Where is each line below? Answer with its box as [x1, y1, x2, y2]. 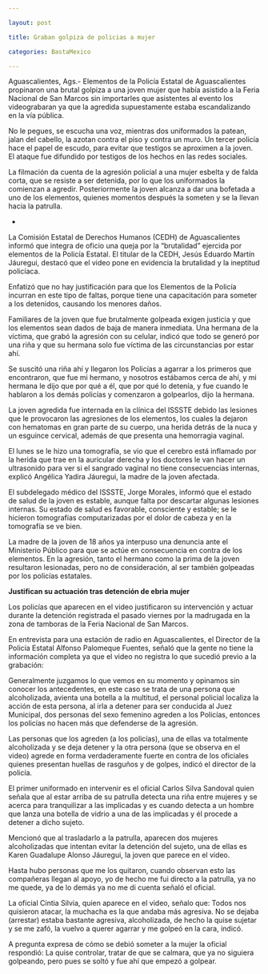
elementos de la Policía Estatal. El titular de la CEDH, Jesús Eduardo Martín [8, 249, 255, 259]
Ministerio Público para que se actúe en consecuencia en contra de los [8, 546, 242, 556]
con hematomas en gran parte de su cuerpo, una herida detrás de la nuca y [8, 422, 258, 432]
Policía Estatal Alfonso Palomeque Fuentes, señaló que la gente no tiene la [8, 643, 254, 653]
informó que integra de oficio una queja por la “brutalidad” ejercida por [8, 241, 242, 251]
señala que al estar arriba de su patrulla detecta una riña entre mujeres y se [8, 792, 258, 802]
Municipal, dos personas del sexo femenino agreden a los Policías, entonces [8, 710, 261, 720]
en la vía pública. [8, 111, 64, 120]
